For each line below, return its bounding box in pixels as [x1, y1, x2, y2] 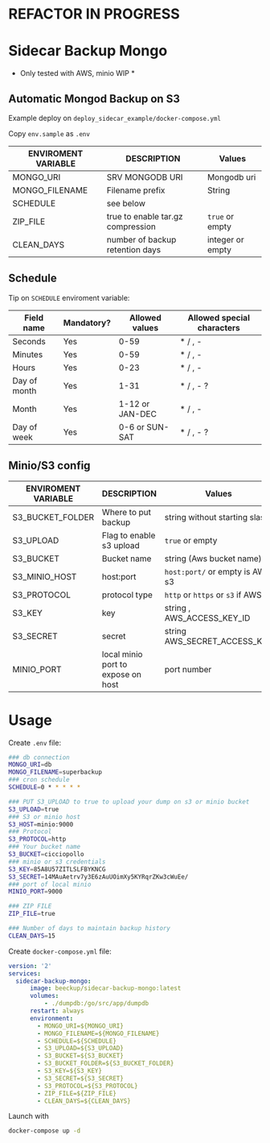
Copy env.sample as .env [8, 128, 91, 138]
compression [106, 221, 157, 232]
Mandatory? [63, 317, 111, 328]
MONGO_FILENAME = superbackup [8, 768, 103, 776]
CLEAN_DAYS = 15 [8, 932, 56, 940]
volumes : [29, 992, 59, 1000]
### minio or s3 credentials [8, 858, 106, 866]
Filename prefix [106, 185, 166, 196]
